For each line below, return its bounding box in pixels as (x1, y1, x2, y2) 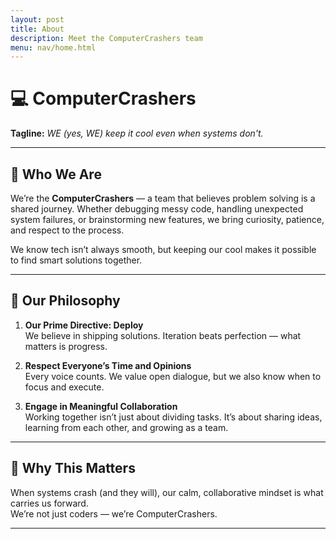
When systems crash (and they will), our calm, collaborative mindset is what (10, 486, 324, 498)
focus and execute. (24, 381, 105, 393)
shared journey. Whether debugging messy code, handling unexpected (10, 203, 304, 215)
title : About (10, 24, 65, 34)
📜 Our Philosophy (10, 292, 121, 310)
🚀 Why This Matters (10, 460, 136, 477)
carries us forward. (10, 497, 89, 509)
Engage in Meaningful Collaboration (24, 400, 178, 412)
